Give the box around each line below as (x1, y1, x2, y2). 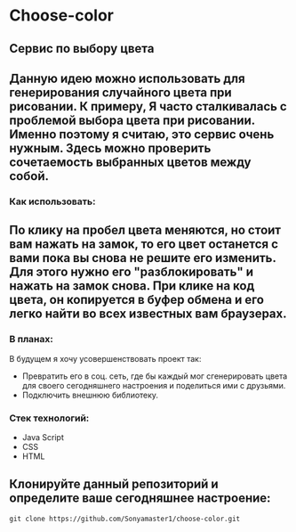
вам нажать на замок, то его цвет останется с (9, 237, 278, 252)
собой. (9, 168, 49, 184)
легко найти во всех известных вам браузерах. (9, 307, 287, 322)
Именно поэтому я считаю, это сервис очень (9, 127, 275, 142)
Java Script (21, 431, 64, 442)
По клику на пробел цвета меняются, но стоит (9, 223, 282, 238)
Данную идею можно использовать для (9, 70, 246, 86)
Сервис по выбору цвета (9, 41, 155, 56)
